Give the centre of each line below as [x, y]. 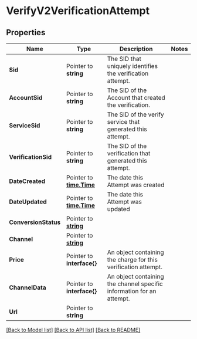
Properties [26, 33]
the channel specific [135, 284]
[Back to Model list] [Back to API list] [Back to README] [73, 330]
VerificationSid [30, 157]
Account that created [136, 98]
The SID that [124, 59]
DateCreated [27, 181]
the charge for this [133, 260]
